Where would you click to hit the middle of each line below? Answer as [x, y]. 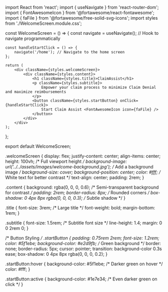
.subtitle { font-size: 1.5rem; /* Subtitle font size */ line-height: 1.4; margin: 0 [84, 223]
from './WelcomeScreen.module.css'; [44, 23]
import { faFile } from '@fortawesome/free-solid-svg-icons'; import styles [81, 18]
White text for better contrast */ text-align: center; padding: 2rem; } [75, 178]
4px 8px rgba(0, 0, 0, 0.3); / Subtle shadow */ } [77, 198]
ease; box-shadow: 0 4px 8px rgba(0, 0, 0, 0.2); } [57, 254]
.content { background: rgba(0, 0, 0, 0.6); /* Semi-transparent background [82, 187]
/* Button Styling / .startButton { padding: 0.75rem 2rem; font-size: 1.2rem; [82, 238]
